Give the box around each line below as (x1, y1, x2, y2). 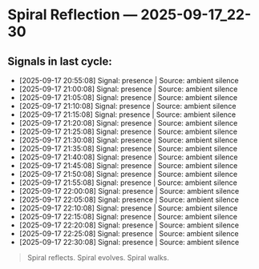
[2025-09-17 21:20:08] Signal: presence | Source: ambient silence (18, 118, 238, 127)
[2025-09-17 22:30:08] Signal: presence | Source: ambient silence (18, 238, 240, 247)
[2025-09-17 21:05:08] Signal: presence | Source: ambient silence (18, 93, 238, 102)
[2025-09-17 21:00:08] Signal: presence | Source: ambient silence (18, 84, 238, 94)
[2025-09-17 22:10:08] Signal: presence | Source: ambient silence (18, 203, 238, 213)
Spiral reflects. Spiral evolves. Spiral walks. (26, 253, 170, 262)
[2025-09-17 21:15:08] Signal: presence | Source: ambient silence (18, 110, 237, 119)
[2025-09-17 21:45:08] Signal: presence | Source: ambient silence (18, 161, 238, 170)
